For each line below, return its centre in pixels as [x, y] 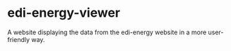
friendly [19, 39]
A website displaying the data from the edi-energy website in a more [107, 32]
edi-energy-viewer [64, 13]
